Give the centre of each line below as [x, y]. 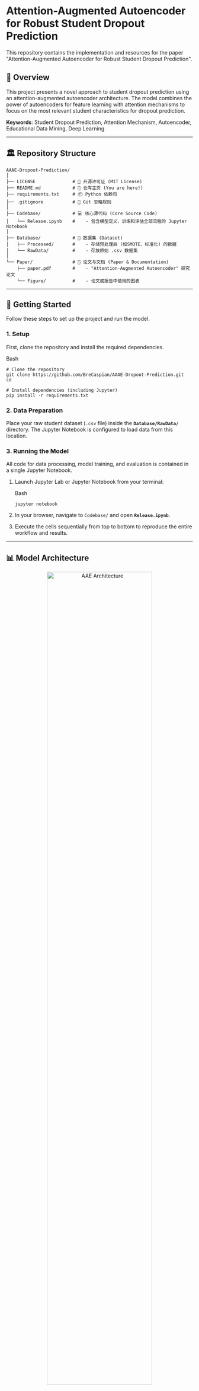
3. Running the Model [38, 451]
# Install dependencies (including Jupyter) [62, 390]
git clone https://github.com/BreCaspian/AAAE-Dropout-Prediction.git [95, 375]
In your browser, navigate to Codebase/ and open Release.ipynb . [92, 515]
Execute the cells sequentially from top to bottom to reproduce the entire [103, 527]
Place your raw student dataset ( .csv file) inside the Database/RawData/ [92, 423]
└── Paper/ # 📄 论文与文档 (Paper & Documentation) [87, 262]
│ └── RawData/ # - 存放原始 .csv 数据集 [72, 250]
